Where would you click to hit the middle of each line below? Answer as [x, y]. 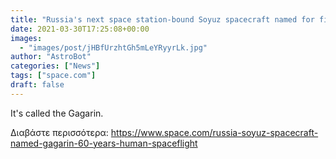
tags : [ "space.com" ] [53, 76]
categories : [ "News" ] [55, 66]
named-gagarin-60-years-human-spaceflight [104, 143]
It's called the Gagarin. [57, 113]
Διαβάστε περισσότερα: [59, 132]
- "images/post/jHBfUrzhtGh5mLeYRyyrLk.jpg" [113, 47]
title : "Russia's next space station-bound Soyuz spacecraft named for [162, 19]
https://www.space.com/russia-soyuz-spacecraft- [214, 132]
